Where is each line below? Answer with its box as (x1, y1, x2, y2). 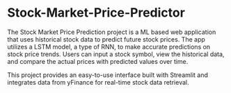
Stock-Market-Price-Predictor (7, 5, 186, 21)
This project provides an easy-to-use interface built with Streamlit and (7, 71, 209, 79)
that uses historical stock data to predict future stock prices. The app (7, 35, 205, 43)
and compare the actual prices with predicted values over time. (7, 57, 189, 65)
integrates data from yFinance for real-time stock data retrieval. (7, 78, 189, 86)
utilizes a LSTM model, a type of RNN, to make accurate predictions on (7, 42, 211, 51)
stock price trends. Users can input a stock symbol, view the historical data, (7, 50, 225, 58)
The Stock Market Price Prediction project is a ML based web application (7, 28, 216, 36)
